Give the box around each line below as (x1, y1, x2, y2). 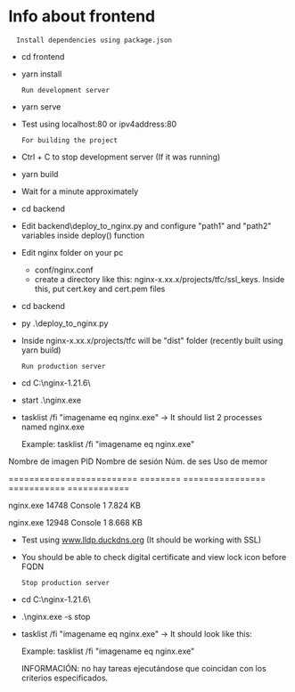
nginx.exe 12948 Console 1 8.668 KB (8, 517, 143, 527)
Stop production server (20, 578, 111, 587)
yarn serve (20, 101, 61, 112)
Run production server (20, 362, 106, 370)
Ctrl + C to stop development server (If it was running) (20, 151, 221, 162)
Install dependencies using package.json (16, 36, 173, 45)
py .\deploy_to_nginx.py (20, 318, 109, 329)
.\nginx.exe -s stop (20, 611, 91, 622)
